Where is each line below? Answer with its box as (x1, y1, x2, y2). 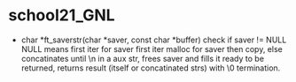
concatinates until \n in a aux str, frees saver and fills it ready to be (20, 53, 265, 63)
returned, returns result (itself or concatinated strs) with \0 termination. (20, 63, 281, 73)
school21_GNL (8, 5, 116, 26)
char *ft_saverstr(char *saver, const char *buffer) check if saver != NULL (20, 34, 287, 45)
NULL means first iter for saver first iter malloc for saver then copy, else (20, 43, 283, 54)
